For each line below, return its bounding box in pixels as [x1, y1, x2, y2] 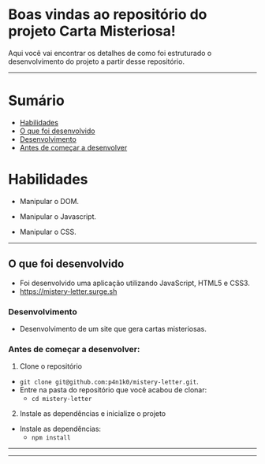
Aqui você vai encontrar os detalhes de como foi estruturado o [8, 48, 212, 58]
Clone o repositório [19, 362, 83, 371]
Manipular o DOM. [19, 196, 80, 206]
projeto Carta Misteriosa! [8, 22, 176, 40]
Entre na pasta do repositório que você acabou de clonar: [19, 385, 207, 395]
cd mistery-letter [31, 395, 92, 403]
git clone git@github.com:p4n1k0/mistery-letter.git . [19, 377, 199, 387]
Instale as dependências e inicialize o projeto [19, 409, 166, 418]
